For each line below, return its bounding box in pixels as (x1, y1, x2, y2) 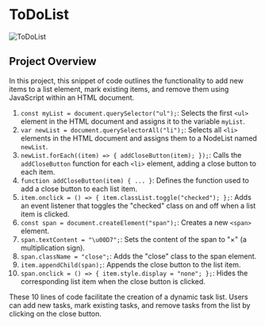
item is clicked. (20, 209, 70, 219)
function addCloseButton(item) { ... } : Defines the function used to (20, 175, 249, 185)
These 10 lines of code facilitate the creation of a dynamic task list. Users (9, 292, 248, 301)
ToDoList (9, 6, 70, 24)
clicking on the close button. (9, 309, 102, 318)
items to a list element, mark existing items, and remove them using (9, 84, 229, 94)
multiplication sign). (20, 243, 86, 252)
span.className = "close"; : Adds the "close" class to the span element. (20, 251, 257, 261)
